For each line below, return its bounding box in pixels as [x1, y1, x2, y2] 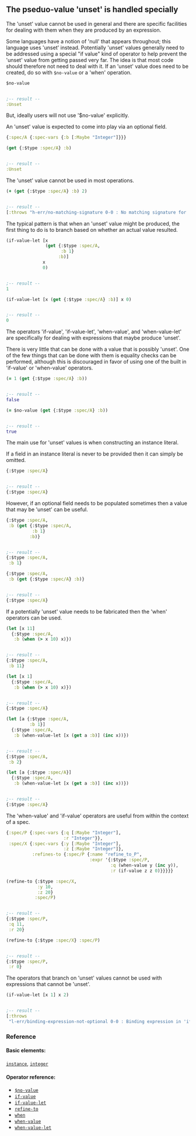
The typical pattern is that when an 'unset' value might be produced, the [6, 220, 180, 227]
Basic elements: [6, 1047, 46, 1054]
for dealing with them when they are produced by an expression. [6, 26, 162, 33]
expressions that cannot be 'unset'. [6, 981, 90, 988]
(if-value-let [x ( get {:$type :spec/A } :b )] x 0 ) [6, 296, 132, 302]
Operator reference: [6, 1073, 56, 1080]
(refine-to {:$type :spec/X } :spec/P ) [6, 937, 100, 943]
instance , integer [6, 1060, 48, 1067]
